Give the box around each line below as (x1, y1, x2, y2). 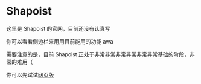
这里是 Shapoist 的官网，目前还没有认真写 (6, 25, 110, 32)
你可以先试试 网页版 (6, 71, 54, 78)
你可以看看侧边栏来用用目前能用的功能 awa (6, 37, 113, 45)
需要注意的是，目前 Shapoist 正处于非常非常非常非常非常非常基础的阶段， (6, 50, 190, 58)
